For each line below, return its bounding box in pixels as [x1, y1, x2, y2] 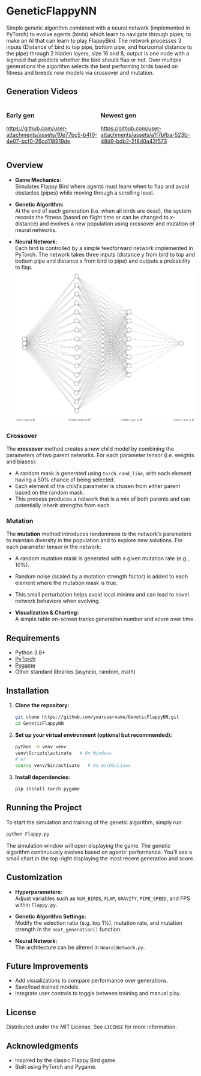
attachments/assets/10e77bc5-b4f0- [6, 131, 98, 139]
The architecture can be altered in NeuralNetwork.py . [14, 943, 145, 951]
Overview [6, 160, 44, 170]
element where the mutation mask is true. [14, 580, 118, 587]
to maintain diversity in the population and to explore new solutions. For [6, 537, 183, 544]
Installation [6, 686, 49, 696]
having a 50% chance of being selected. [14, 476, 115, 483]
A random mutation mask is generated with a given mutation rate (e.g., [14, 555, 190, 562]
